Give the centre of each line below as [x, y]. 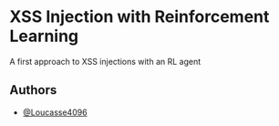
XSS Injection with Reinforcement [139, 17]
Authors [33, 90]
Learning [44, 36]
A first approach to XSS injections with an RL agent [105, 61]
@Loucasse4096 [55, 112]
